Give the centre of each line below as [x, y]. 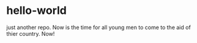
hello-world [37, 11]
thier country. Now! [31, 33]
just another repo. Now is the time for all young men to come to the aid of [98, 27]
